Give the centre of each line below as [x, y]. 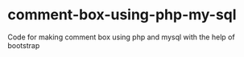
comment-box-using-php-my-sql [122, 15]
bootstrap [24, 45]
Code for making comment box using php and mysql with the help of [121, 37]
